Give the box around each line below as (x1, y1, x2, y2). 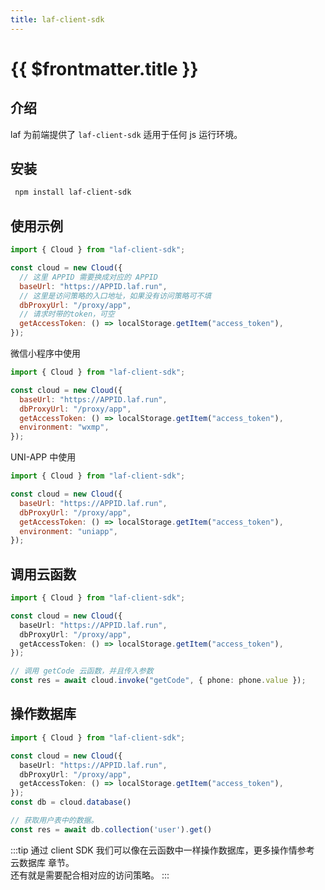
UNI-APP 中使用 (10, 451, 77, 463)
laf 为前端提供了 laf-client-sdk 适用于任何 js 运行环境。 (10, 128, 243, 140)
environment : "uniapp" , (19, 526, 118, 536)
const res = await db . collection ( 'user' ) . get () (10, 824, 213, 835)
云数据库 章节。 (10, 856, 75, 868)
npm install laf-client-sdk (14, 187, 132, 198)
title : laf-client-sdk (10, 14, 105, 25)
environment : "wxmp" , (19, 422, 110, 433)
